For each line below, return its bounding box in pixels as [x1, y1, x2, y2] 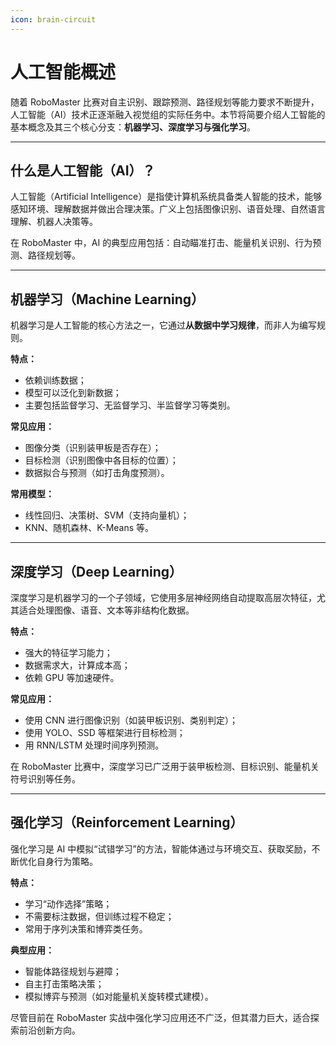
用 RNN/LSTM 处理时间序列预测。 [24, 739, 165, 751]
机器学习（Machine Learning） [10, 291, 205, 308]
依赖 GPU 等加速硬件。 [24, 672, 120, 683]
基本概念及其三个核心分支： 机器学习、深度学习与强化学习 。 [10, 121, 256, 133]
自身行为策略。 [36, 855, 98, 867]
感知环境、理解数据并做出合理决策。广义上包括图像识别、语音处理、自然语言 [10, 203, 326, 215]
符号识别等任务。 [10, 773, 81, 785]
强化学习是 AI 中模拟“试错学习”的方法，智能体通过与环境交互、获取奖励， [10, 842, 312, 855]
